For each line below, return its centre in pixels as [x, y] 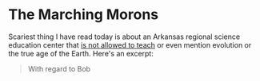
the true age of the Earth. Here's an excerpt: [81, 53]
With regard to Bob [59, 68]
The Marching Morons [84, 15]
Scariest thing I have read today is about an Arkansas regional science [124, 37]
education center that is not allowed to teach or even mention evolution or [130, 44]
